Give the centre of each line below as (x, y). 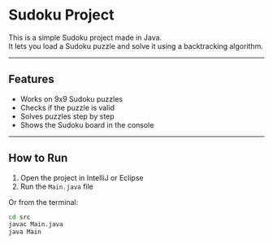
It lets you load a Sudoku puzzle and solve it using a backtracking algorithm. (136, 46)
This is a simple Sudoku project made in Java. (85, 37)
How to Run (38, 158)
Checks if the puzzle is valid (67, 107)
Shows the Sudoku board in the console (87, 124)
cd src (19, 217)
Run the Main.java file (56, 186)
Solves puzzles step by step (67, 116)
